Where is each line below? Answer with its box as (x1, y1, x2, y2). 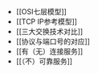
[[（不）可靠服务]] (15, 56, 73, 66)
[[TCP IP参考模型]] (15, 17, 78, 26)
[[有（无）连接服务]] (15, 47, 84, 56)
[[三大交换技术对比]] (15, 27, 84, 36)
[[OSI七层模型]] (15, 7, 67, 16)
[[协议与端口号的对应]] (15, 36, 91, 46)
